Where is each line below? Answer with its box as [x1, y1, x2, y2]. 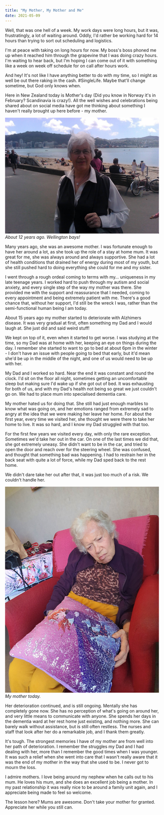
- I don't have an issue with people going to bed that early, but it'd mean [5, 350, 150, 356]
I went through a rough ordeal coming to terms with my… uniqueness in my [5, 274, 156, 280]
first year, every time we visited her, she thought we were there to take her [5, 416, 155, 422]
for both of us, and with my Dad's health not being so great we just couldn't [5, 385, 157, 392]
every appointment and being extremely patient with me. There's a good [5, 295, 150, 301]
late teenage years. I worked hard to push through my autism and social [5, 279, 149, 285]
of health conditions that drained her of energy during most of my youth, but [5, 259, 159, 265]
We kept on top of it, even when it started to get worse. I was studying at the [5, 334, 159, 340]
